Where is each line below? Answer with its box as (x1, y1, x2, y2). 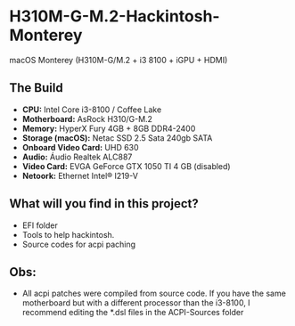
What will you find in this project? (9, 196, 199, 211)
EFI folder (21, 220, 58, 231)
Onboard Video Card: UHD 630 (21, 142, 140, 152)
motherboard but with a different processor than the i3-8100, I (21, 297, 251, 308)
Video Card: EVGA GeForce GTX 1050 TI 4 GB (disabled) (21, 160, 231, 171)
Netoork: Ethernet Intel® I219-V (21, 170, 138, 181)
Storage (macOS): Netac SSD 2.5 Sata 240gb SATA (21, 132, 213, 143)
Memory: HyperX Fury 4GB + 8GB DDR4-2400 (21, 123, 196, 134)
